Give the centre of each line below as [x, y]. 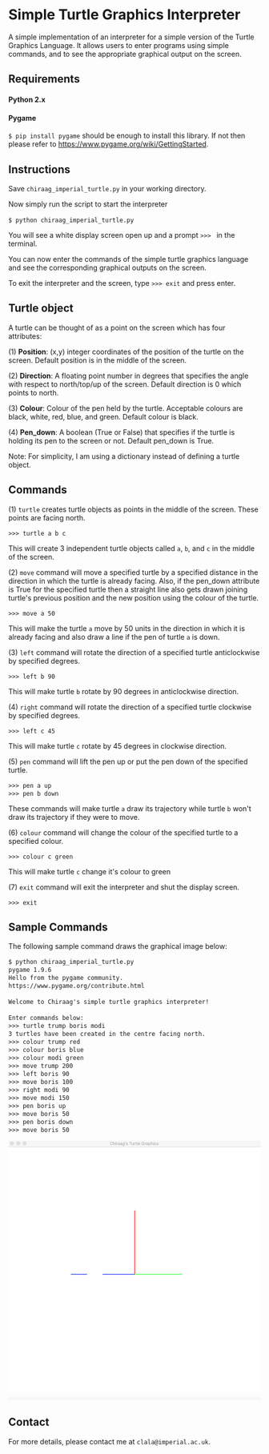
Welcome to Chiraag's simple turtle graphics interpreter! [109, 1002]
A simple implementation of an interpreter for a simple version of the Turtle [131, 37]
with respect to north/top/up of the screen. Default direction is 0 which [125, 384]
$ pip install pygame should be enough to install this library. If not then [127, 136]
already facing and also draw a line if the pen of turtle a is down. [114, 637]
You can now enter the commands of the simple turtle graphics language [128, 259]
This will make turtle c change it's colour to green [89, 871]
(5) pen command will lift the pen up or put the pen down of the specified [128, 761]
